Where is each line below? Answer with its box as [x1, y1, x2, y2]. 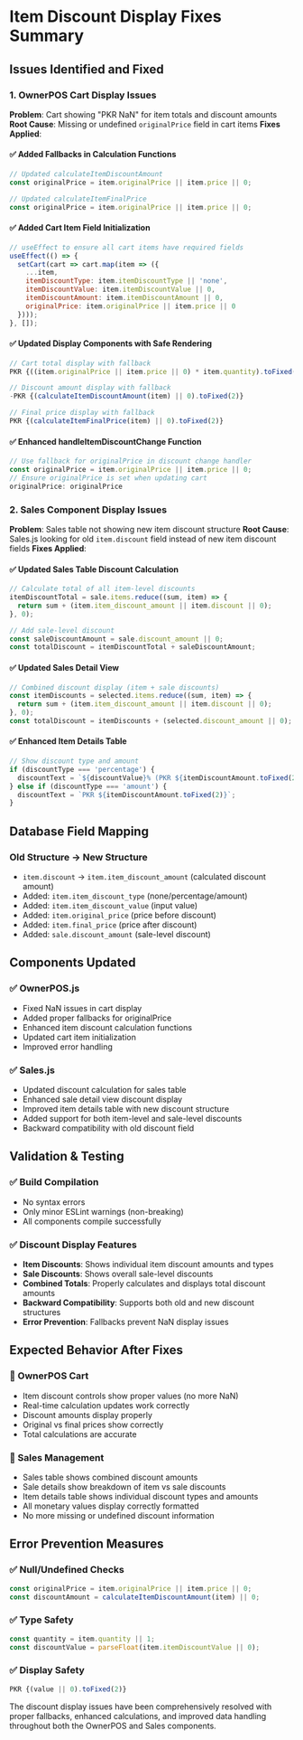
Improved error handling [22, 1041, 113, 1052]
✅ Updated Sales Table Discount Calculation [9, 563, 179, 575]
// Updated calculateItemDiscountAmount [9, 170, 164, 179]
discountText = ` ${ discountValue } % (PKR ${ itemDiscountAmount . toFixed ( [17, 773, 293, 783]
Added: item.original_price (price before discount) [22, 910, 216, 921]
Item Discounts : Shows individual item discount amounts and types [22, 1259, 274, 1269]
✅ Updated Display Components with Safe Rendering [9, 338, 213, 349]
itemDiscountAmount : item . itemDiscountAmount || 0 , [25, 294, 224, 303]
